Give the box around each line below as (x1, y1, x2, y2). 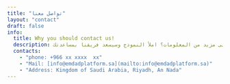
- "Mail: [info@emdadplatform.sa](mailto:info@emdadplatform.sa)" (19, 60, 213, 67)
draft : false (7, 22, 44, 29)
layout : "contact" (7, 16, 60, 23)
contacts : (13, 48, 41, 55)
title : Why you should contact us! (13, 35, 115, 42)
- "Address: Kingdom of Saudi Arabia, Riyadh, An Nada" (19, 66, 183, 73)
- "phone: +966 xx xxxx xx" (19, 54, 103, 61)
